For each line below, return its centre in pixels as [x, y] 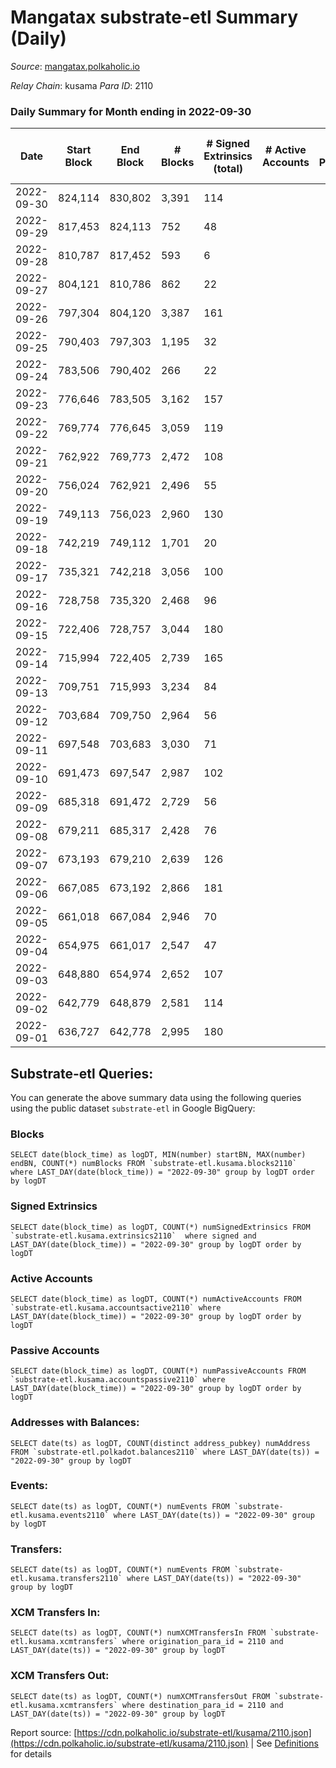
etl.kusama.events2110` [60, 1515]
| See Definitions [284, 1743]
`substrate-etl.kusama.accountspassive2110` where [118, 1380]
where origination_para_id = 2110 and [202, 1642]
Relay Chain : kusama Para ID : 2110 [82, 85]
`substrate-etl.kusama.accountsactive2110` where [116, 1307]
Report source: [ [44, 1732]
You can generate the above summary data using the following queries [156, 1098]
